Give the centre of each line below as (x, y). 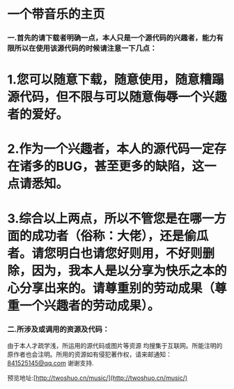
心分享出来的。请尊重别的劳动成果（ (111, 288)
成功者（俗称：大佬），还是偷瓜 (120, 236)
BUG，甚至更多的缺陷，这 (130, 166)
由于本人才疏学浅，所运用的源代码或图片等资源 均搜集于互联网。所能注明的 (115, 345)
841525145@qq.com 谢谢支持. (50, 363)
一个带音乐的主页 (56, 14)
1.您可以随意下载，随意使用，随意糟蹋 (116, 80)
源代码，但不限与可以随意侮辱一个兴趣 (117, 97)
